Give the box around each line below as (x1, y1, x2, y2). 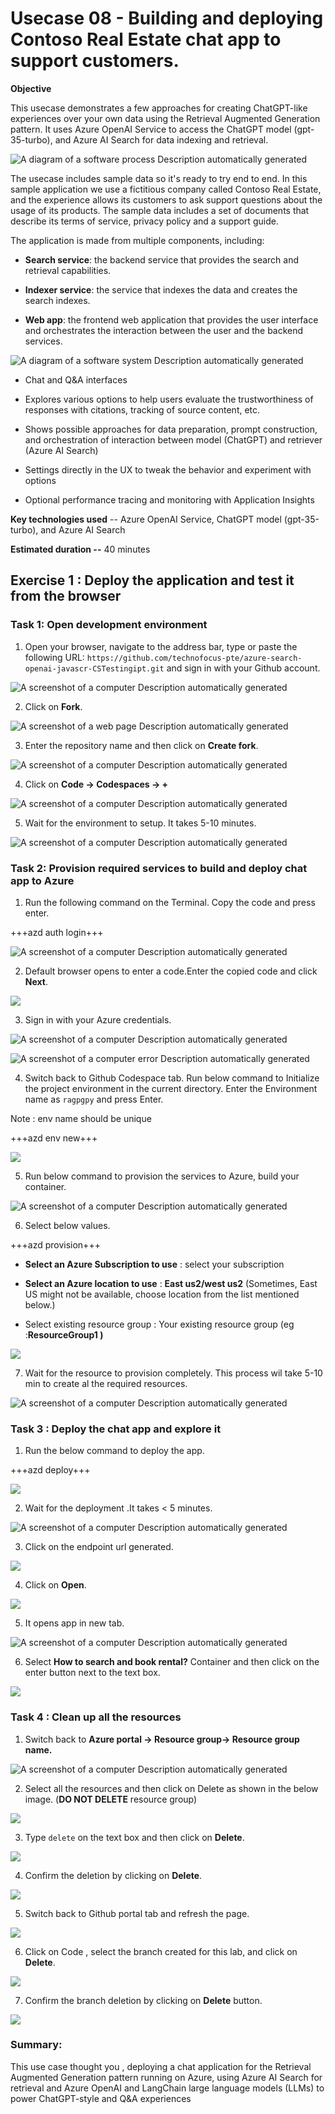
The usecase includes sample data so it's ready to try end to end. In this (10, 172, 308, 184)
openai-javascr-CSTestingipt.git (24, 663, 165, 674)
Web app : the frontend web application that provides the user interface (24, 313, 319, 326)
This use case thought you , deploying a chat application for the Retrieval (10, 2060, 312, 2072)
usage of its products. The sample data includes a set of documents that (10, 204, 310, 216)
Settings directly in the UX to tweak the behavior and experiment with (24, 463, 312, 476)
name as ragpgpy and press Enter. (24, 1093, 164, 1105)
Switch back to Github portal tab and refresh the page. (24, 1907, 250, 1919)
